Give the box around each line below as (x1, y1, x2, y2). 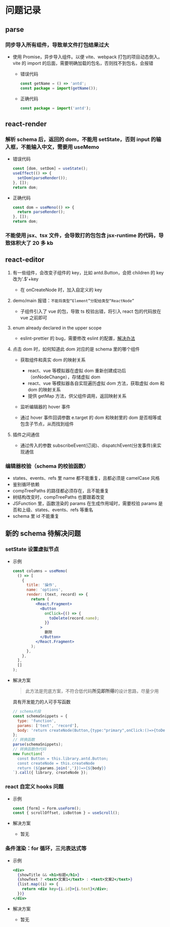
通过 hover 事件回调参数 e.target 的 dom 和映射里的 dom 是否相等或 (20, 414, 162, 420)
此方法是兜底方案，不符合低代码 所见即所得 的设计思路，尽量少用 (25, 688, 159, 694)
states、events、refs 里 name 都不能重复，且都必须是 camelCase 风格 (12, 475, 160, 481)
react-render (5, 120, 47, 128)
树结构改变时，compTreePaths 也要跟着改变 (12, 494, 105, 500)
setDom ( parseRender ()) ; (17, 175, 67, 181)
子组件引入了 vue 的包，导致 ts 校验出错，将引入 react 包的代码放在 (20, 308, 161, 314)
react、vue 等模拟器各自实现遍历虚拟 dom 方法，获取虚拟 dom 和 (27, 380, 165, 386)
